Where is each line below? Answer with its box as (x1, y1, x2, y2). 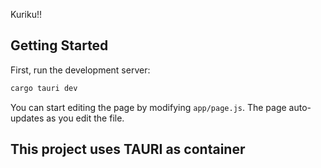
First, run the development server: (10, 64, 151, 76)
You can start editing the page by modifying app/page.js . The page (10, 101, 287, 113)
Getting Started (10, 37, 109, 54)
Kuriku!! (10, 9, 43, 20)
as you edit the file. (46, 112, 125, 124)
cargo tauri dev (10, 83, 78, 93)
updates (10, 112, 45, 124)
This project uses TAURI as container (10, 141, 246, 158)
